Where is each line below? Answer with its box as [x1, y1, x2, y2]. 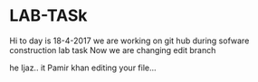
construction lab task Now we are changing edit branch [9, 44, 216, 55]
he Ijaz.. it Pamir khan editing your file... [9, 62, 157, 73]
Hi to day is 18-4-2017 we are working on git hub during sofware [9, 35, 250, 46]
